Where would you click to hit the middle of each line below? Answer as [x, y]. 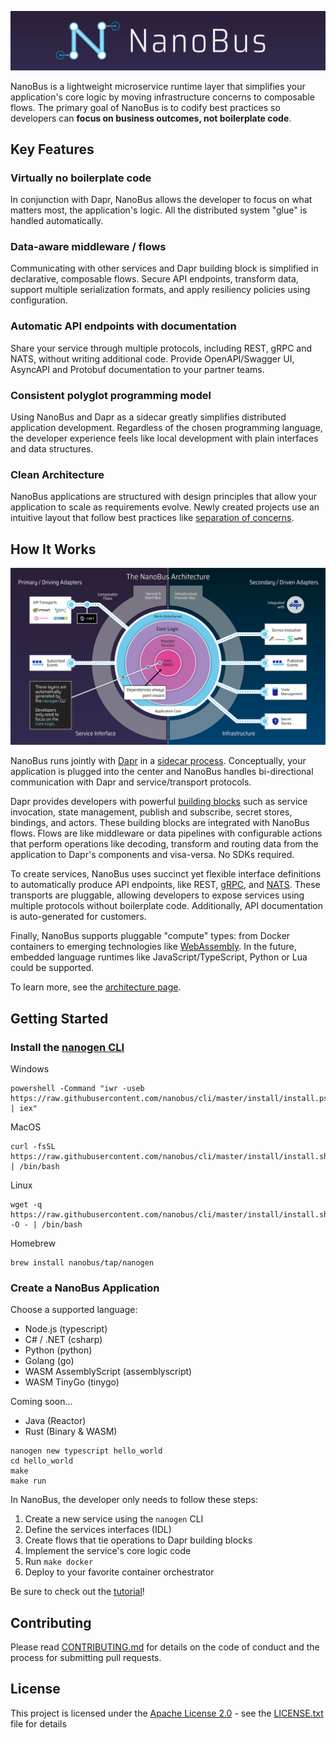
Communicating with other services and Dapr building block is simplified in [164, 268]
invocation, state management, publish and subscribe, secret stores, [151, 812]
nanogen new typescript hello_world [86, 1451]
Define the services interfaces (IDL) [98, 1530]
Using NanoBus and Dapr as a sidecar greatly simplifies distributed [148, 417]
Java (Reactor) [55, 1421]
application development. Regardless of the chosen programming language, [166, 428]
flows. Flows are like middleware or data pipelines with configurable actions [166, 833]
